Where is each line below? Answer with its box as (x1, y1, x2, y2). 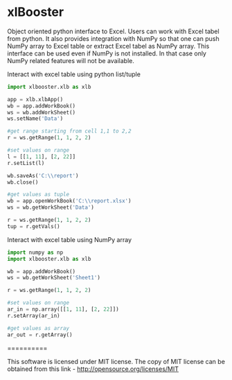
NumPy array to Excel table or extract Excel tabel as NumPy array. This (7, 42, 210, 50)
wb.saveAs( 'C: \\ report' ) (7, 172, 79, 179)
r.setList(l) (7, 159, 45, 166)
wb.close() (7, 178, 39, 186)
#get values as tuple (7, 191, 70, 198)
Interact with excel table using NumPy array (7, 235, 132, 243)
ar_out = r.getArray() (7, 331, 73, 338)
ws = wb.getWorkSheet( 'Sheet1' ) (7, 275, 100, 282)
